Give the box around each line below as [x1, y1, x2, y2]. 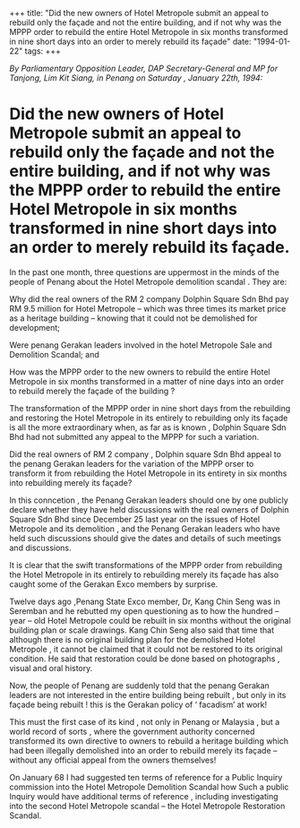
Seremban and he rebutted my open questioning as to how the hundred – [9, 605, 279, 617]
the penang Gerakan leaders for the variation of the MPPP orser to [9, 458, 254, 469]
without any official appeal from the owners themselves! [9, 755, 217, 765]
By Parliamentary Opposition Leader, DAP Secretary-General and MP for [9, 63, 279, 73]
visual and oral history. [9, 662, 93, 673]
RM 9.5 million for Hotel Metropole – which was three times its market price [9, 303, 287, 314]
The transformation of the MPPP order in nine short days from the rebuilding [9, 402, 291, 413]
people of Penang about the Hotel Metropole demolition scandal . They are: [9, 276, 287, 287]
